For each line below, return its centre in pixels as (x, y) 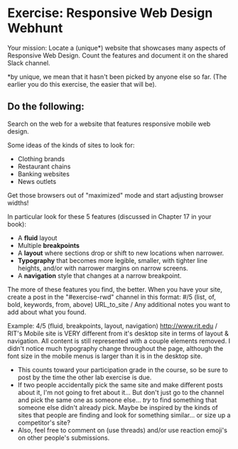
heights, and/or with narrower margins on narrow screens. (103, 268)
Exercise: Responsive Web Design (110, 13)
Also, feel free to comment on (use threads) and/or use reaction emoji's (122, 430)
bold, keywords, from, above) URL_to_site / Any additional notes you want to (119, 304)
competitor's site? (44, 422)
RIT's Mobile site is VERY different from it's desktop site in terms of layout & (118, 333)
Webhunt (35, 28)
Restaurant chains (44, 166)
